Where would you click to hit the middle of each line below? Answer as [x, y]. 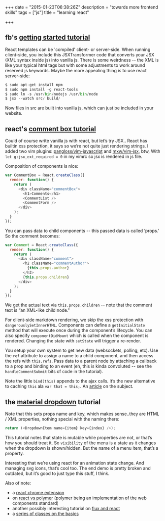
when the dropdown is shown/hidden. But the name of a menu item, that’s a [82, 448]
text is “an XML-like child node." [38, 310]
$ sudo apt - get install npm [34, 85]
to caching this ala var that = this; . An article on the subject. [69, 386]
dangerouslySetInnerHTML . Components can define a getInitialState [75, 325]
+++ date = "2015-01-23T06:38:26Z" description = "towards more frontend [82, 7]
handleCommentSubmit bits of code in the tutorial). [54, 372]
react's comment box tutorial [50, 129]
